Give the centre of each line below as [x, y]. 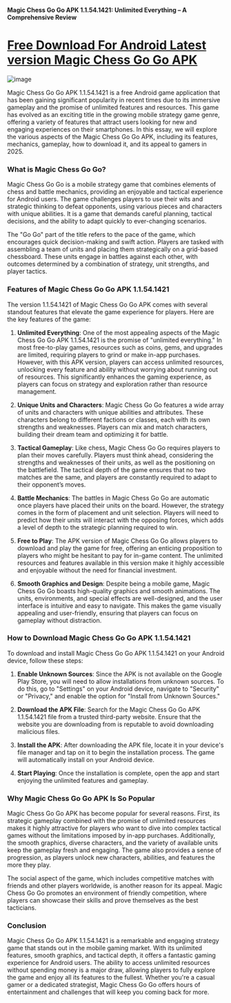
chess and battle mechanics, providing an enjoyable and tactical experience [115, 192]
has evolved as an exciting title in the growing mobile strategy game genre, [113, 114]
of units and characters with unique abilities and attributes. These [110, 412]
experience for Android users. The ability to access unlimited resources [109, 963]
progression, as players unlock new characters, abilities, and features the [111, 858]
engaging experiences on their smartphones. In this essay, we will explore [112, 129]
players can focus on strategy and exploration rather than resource [112, 384]
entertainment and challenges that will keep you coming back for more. [108, 992]
